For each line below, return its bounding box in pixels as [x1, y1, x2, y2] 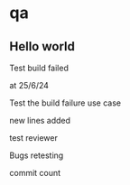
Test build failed [9, 62, 70, 73]
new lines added [9, 116, 70, 125]
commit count [9, 168, 61, 178]
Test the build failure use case [9, 97, 122, 108]
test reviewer [9, 133, 59, 143]
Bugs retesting [9, 150, 64, 161]
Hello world [9, 39, 75, 54]
